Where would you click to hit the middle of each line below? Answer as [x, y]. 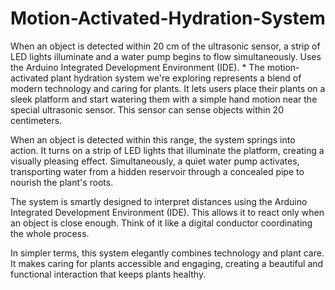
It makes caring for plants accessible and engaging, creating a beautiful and [167, 263]
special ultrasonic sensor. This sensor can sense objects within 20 [147, 109]
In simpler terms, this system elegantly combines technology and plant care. [167, 253]
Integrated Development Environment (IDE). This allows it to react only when [167, 212]
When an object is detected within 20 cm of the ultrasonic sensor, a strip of [165, 46]
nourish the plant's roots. [62, 182]
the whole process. [50, 233]
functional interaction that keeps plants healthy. [108, 274]
